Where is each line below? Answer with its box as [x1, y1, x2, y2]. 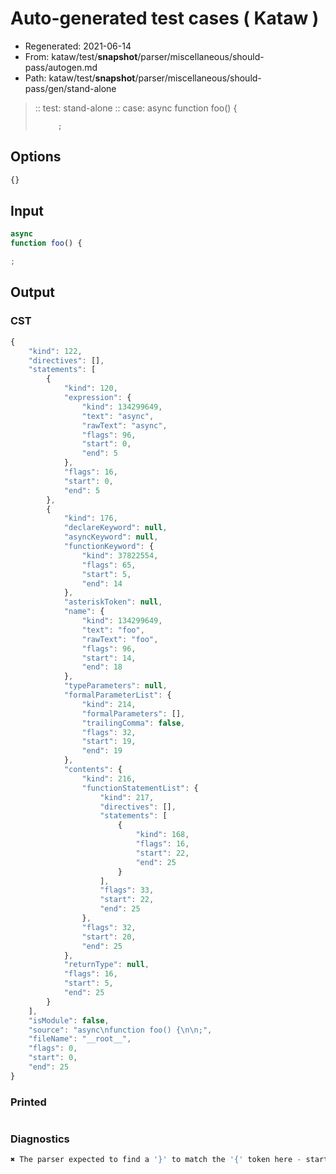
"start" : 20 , [81, 932, 137, 942]
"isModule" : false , [28, 1015, 110, 1026]
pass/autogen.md [24, 61, 98, 73]
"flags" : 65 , [81, 560, 137, 570]
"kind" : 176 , [63, 513, 118, 524]
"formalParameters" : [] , [81, 708, 186, 719]
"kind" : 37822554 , [81, 550, 159, 561]
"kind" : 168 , [135, 830, 190, 840]
